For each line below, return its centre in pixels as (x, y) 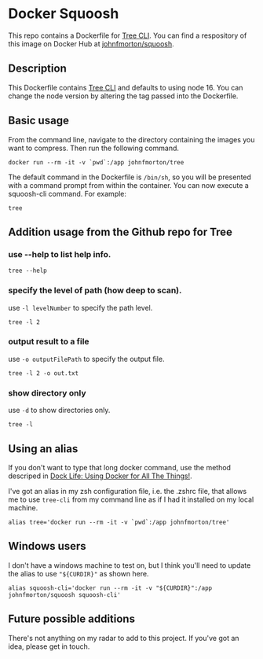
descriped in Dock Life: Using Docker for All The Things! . (100, 476)
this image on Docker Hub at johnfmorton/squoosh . (91, 43)
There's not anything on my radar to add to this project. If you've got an (124, 638)
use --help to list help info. (60, 254)
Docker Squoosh (64, 14)
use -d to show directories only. (59, 410)
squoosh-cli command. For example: (68, 193)
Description (37, 69)
